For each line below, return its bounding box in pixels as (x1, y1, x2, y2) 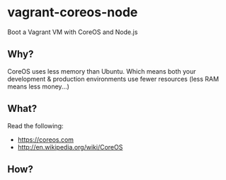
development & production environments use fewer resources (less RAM (7, 74, 220, 83)
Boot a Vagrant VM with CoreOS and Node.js (7, 28, 138, 36)
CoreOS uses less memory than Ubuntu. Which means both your (7, 67, 196, 75)
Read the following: (7, 121, 64, 130)
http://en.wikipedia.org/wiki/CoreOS (17, 142, 123, 151)
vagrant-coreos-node (7, 4, 138, 21)
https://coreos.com (17, 135, 74, 144)
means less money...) (7, 82, 69, 91)
